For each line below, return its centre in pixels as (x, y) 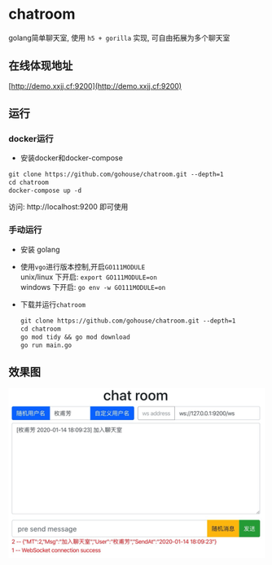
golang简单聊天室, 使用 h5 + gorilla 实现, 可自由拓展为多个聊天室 (119, 37)
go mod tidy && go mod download (75, 337)
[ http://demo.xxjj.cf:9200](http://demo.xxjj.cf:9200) (95, 85)
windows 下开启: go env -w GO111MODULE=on (93, 287)
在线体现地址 (41, 66)
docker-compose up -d (45, 191)
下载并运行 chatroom (53, 304)
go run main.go (46, 345)
